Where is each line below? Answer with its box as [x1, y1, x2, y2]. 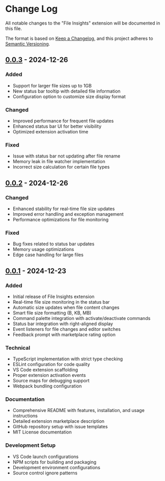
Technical [5, 344, 31, 351]
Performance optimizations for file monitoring [12, 216, 109, 222]
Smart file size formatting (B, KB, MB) [12, 310, 92, 316]
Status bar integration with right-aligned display [12, 320, 113, 327]
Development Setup [5, 442, 56, 449]
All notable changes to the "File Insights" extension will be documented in [5, 20, 160, 26]
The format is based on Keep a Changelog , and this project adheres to [5, 35, 153, 41]
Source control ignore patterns [12, 470, 78, 476]
